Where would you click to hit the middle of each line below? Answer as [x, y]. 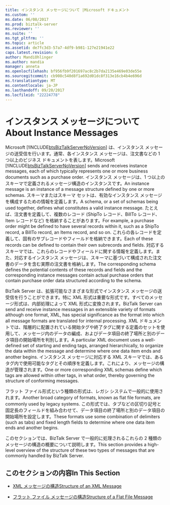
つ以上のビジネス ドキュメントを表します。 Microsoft [60, 160]
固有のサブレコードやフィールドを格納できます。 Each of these [88, 239]
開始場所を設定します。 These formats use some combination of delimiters [83, 417]
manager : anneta [22, 66]
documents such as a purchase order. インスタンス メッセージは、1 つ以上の [85, 177]
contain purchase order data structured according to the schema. [74, 281]
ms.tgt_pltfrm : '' [25, 39]
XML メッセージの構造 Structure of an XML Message [67, 486]
